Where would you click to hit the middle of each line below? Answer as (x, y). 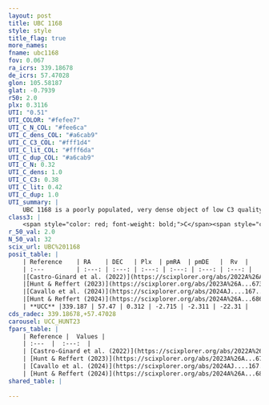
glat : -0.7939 (32, 90)
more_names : (28, 46)
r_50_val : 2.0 (32, 232)
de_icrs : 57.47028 (39, 75)
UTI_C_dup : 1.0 (34, 194)
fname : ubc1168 (34, 53)
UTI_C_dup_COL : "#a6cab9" (51, 157)
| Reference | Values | (64, 336)
